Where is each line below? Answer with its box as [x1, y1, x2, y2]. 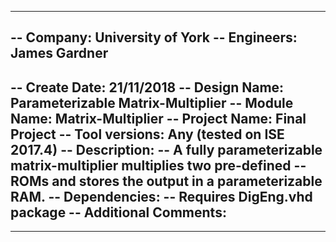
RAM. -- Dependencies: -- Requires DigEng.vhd [10, 188, 313, 205]
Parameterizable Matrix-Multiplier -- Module [10, 94, 294, 111]
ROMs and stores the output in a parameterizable [10, 172, 323, 190]
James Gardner [10, 45, 109, 62]
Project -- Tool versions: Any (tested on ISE [10, 126, 285, 143]
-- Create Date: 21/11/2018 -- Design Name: [10, 79, 285, 96]
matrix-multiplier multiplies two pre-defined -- [10, 157, 307, 174]
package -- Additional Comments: [10, 204, 227, 221]
